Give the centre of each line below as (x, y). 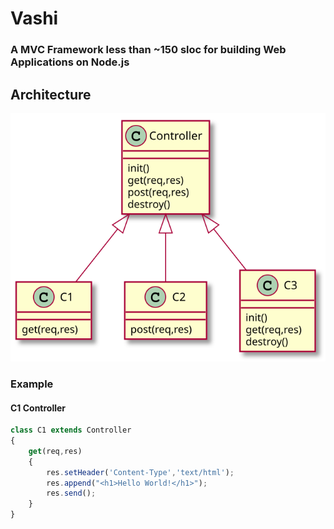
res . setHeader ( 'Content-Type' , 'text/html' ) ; (140, 472)
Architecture (51, 94)
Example (32, 384)
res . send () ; (71, 493)
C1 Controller (38, 408)
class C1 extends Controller (71, 430)
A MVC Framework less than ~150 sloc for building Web (148, 50)
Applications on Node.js (70, 62)
